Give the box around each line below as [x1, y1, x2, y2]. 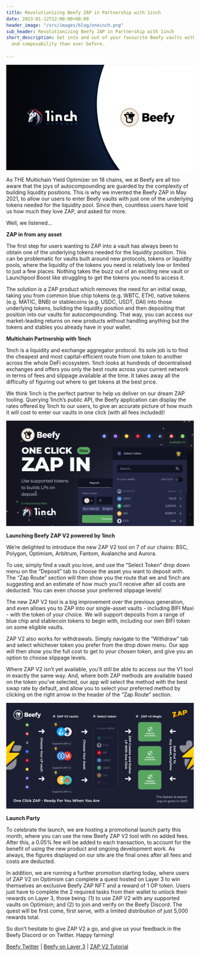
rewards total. [6, 913, 40, 920]
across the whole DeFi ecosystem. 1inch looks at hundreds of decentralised [6, 359, 192, 366]
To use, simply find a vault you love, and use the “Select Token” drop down [6, 562, 190, 569]
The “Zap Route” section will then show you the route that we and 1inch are [6, 574, 190, 581]
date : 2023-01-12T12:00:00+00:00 [6, 15, 89, 22]
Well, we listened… [6, 219, 52, 226]
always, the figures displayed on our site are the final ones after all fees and [6, 851, 192, 858]
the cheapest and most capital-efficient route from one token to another [6, 353, 183, 360]
